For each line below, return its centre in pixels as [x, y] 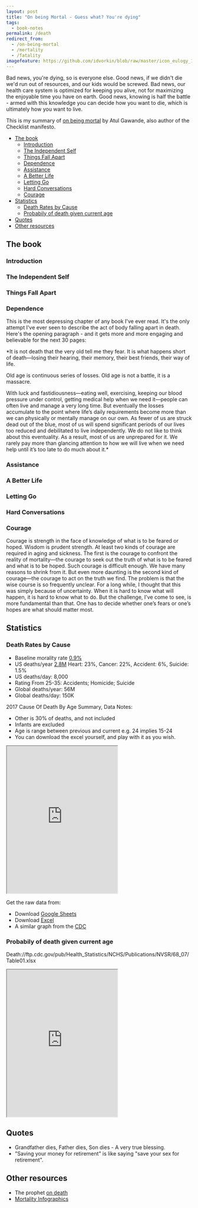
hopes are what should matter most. [50, 609]
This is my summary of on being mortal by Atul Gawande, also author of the [98, 120]
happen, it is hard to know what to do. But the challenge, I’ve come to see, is [99, 597]
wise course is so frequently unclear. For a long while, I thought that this [94, 585]
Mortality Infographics [42, 1199]
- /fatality [26, 55]
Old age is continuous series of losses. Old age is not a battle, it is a [88, 375]
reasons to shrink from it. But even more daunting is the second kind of [92, 572]
